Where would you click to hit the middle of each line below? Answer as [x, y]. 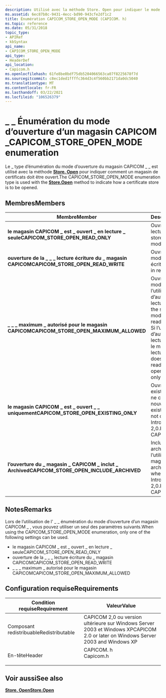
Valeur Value [121, 606]
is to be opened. [22, 188]
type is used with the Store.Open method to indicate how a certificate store [82, 182]
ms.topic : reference [26, 23]
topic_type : [17, 33]
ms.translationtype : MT [30, 83]
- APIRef [14, 38]
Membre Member [77, 217]
